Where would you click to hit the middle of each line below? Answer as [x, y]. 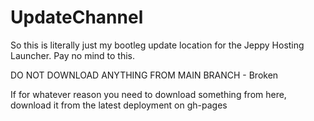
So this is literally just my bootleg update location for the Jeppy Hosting [157, 45]
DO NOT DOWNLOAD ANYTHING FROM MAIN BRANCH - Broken [144, 75]
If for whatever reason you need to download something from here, [148, 94]
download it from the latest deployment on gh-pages [119, 105]
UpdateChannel [77, 17]
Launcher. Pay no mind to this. [73, 55]
